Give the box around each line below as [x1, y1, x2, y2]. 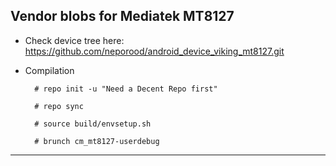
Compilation [24, 64, 75, 76]
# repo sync [34, 101, 84, 111]
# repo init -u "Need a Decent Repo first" [34, 84, 218, 94]
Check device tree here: [24, 34, 125, 46]
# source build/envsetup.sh [34, 119, 152, 129]
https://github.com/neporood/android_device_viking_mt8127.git [24, 45, 285, 57]
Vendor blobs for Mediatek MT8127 [10, 8, 235, 25]
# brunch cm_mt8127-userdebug [34, 136, 160, 146]
